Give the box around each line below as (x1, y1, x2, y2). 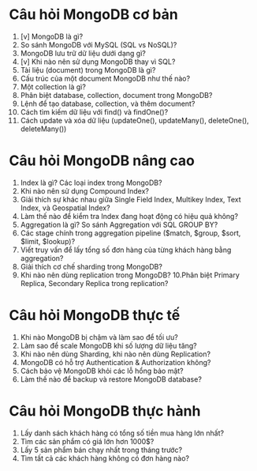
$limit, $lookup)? (20, 236, 76, 246)
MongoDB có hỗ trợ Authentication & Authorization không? (20, 357, 211, 367)
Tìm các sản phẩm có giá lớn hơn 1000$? (20, 436, 155, 446)
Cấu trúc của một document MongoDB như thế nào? (20, 73, 191, 83)
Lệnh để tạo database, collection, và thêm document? (20, 99, 196, 108)
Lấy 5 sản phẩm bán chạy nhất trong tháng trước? (20, 445, 183, 454)
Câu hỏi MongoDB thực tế (9, 307, 181, 325)
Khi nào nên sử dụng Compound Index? (20, 186, 149, 195)
